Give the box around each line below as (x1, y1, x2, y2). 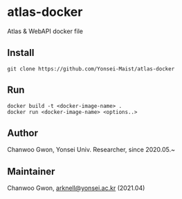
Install (7, 47, 35, 59)
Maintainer (7, 165, 55, 177)
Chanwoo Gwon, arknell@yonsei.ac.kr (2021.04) (7, 184, 145, 192)
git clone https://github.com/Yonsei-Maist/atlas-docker (7, 65, 175, 73)
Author (7, 127, 38, 139)
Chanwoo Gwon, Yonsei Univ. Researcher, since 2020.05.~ (7, 146, 175, 154)
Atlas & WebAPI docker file (7, 27, 83, 35)
